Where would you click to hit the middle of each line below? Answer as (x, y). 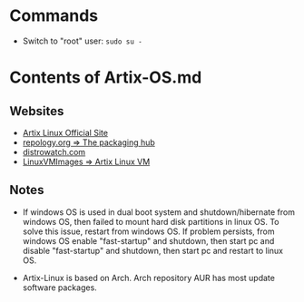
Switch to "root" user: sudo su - (82, 41)
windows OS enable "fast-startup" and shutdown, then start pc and (148, 240)
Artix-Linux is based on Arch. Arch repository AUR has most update (148, 278)
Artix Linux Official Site (65, 132)
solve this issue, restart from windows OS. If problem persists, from (148, 231)
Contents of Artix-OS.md (106, 78)
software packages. (59, 287)
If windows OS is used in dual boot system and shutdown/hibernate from (158, 212)
